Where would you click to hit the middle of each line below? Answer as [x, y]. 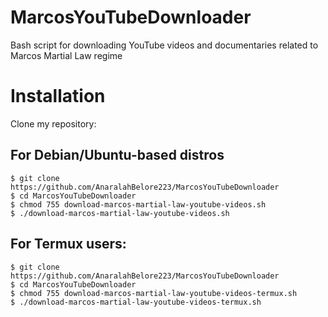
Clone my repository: [53, 123]
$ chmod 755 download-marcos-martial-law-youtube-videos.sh [138, 204]
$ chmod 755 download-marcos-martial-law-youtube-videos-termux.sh [154, 293]
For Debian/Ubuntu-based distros [117, 155]
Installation [58, 96]
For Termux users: [68, 244]
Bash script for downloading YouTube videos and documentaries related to [164, 45]
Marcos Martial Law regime [66, 55]
